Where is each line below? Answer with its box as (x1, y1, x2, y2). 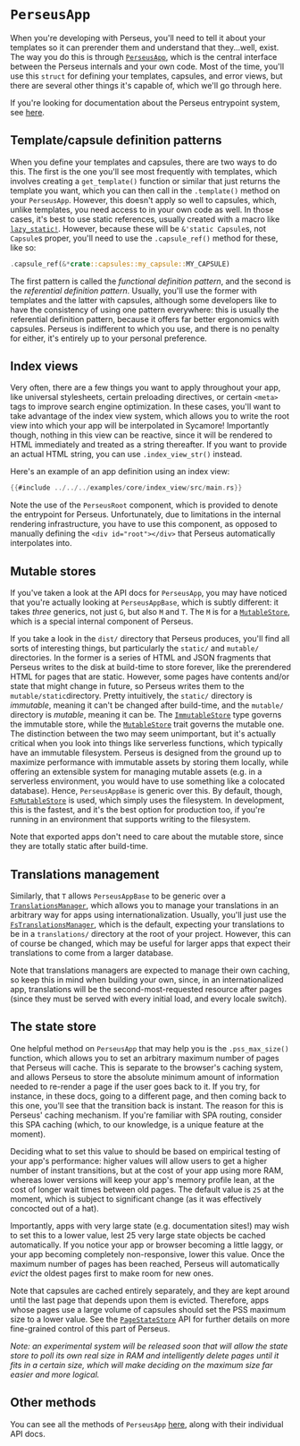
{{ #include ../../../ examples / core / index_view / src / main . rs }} (10, 483, 243, 493)
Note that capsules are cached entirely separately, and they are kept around (10, 1285, 290, 1296)
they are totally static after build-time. (10, 841, 148, 852)
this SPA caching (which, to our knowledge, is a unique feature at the (10, 1119, 264, 1129)
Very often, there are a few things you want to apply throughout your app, (10, 382, 281, 393)
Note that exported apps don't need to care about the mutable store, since (10, 831, 284, 842)
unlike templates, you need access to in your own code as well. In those (10, 204, 275, 215)
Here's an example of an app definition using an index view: (10, 466, 230, 477)
